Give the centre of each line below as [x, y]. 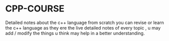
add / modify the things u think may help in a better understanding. [75, 33]
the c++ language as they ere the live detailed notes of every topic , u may [83, 27]
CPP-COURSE [35, 9]
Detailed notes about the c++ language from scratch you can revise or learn [84, 22]
